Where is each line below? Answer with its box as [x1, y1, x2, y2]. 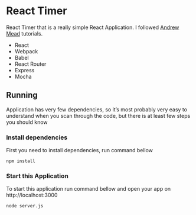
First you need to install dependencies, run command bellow [6, 147, 153, 154]
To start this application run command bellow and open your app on [6, 185, 171, 192]
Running [6, 90, 38, 100]
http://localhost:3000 [6, 191, 58, 199]
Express [14, 66, 35, 73]
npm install [6, 158, 35, 164]
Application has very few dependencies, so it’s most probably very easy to [6, 105, 188, 113]
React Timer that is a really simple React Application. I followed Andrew [6, 24, 179, 31]
